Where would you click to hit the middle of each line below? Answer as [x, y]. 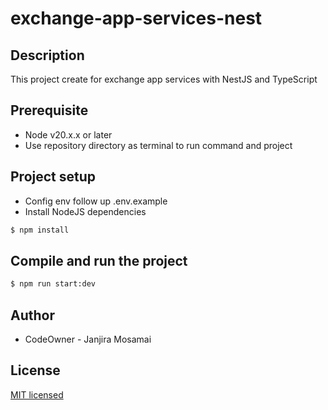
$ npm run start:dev [53, 284]
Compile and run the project [99, 260]
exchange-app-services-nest [136, 18]
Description [47, 55]
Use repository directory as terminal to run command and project [158, 145]
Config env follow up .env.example [96, 201]
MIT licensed [37, 394]
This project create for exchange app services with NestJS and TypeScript [164, 79]
